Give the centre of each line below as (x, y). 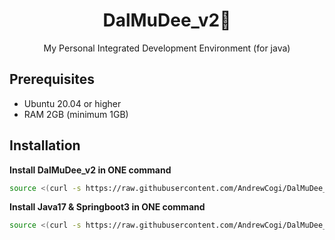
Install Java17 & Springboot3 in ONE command (107, 207)
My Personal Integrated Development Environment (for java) (167, 48)
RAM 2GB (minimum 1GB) (76, 114)
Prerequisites (52, 79)
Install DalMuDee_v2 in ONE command (90, 170)
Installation (45, 145)
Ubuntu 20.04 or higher (72, 103)
